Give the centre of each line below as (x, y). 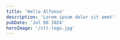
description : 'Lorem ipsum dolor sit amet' (61, 17)
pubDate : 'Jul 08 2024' (35, 22)
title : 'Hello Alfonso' (35, 11)
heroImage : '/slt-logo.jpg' (41, 28)
